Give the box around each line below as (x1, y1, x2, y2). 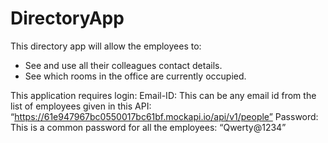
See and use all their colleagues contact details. (24, 59, 223, 71)
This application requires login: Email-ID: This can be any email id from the (10, 89, 317, 101)
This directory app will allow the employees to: (10, 40, 202, 52)
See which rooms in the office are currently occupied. (24, 70, 247, 82)
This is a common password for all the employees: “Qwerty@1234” (10, 121, 287, 133)
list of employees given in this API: (10, 100, 152, 112)
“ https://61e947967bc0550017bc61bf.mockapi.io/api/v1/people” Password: (10, 110, 319, 122)
